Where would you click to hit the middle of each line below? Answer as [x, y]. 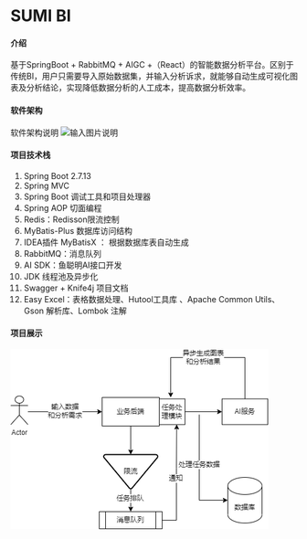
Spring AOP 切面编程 [63, 207]
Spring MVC [47, 185]
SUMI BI [41, 16]
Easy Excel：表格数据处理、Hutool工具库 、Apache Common [138, 299]
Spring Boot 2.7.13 [58, 175]
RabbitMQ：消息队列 [63, 253]
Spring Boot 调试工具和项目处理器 [87, 196]
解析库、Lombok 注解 [86, 311]
